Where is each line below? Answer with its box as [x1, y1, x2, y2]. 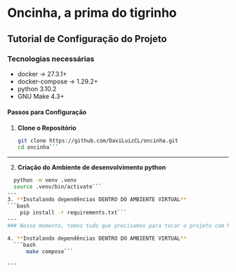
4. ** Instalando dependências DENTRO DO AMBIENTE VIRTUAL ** [7, 235, 188, 242]
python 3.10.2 [17, 84, 57, 93]
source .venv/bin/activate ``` [13, 183, 102, 190]
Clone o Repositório [17, 124, 77, 132]
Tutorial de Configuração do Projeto [7, 33, 167, 45]
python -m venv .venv [13, 177, 77, 184]
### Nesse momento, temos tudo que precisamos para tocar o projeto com [7, 222, 225, 229]
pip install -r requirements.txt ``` [20, 209, 128, 217]
